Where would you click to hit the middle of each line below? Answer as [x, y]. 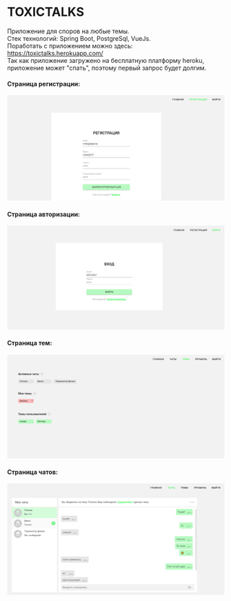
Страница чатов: [33, 472]
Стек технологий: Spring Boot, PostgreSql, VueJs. [79, 38]
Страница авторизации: [44, 214]
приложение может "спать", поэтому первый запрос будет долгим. [107, 68]
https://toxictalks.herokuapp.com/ [55, 53]
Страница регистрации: [44, 84]
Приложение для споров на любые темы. [68, 31]
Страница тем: [30, 343]
